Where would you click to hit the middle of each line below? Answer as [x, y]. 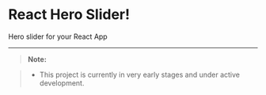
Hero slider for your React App [58, 36]
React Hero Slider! [69, 15]
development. [62, 83]
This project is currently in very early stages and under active [139, 74]
